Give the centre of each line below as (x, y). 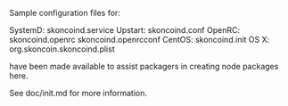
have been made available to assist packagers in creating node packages (144, 66)
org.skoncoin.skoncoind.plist (62, 49)
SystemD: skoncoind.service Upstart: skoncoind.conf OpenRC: (125, 30)
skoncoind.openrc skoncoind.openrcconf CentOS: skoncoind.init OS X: (140, 40)
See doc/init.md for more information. (78, 93)
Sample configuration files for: (65, 13)
